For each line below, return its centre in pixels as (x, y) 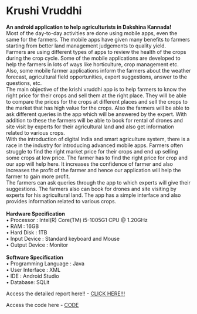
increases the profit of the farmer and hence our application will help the (94, 170)
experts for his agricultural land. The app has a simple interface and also (94, 195)
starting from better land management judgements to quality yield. (86, 46)
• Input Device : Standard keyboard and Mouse (63, 238)
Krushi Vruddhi (44, 11)
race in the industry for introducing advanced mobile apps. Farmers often (95, 145)
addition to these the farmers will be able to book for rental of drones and (95, 120)
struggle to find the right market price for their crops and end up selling (92, 151)
